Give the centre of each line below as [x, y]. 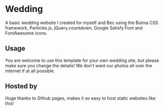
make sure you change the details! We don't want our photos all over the [79, 65]
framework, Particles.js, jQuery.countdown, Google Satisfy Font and [74, 27]
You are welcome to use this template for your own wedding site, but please [82, 60]
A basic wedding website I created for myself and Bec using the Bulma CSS [82, 23]
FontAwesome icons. [26, 33]
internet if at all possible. [30, 71]
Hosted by [21, 86]
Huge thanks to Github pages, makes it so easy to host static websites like [81, 98]
